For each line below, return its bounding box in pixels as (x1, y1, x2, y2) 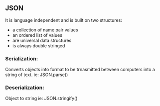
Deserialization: (5, 84, 44, 91)
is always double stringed (12, 42, 65, 49)
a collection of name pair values (12, 27, 78, 33)
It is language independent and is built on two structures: (5, 17, 122, 23)
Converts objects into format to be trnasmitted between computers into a (5, 67, 156, 73)
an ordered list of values (12, 32, 62, 38)
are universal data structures (12, 37, 72, 43)
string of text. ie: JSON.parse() (5, 72, 68, 78)
